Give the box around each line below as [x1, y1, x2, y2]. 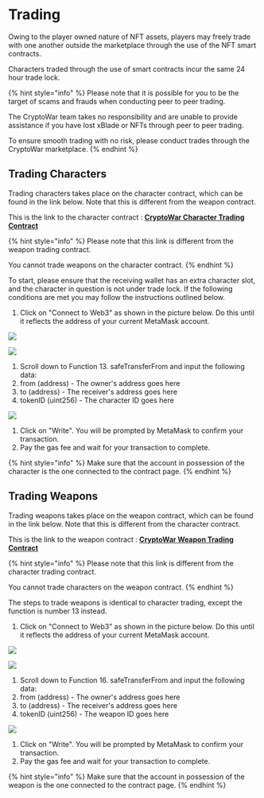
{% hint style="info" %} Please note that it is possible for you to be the [8, 88, 239, 97]
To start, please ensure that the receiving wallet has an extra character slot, [8, 275, 256, 285]
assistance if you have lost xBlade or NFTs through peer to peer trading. [8, 120, 244, 130]
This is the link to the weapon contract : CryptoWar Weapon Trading [8, 535, 235, 544]
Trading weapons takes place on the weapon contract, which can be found [8, 511, 254, 520]
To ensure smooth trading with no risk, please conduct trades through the [8, 135, 250, 145]
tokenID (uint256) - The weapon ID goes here [19, 709, 169, 718]
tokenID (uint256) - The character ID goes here [19, 395, 175, 405]
